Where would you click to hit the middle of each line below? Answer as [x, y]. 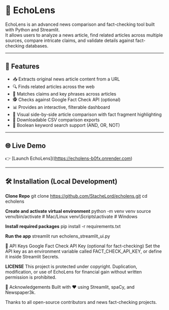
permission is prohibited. [31, 277]
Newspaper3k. [21, 292]
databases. [37, 46]
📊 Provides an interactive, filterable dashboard [61, 107]
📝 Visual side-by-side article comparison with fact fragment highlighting [87, 114]
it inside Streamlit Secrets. [32, 257]
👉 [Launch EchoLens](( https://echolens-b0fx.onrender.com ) [69, 158]
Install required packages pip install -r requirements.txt [63, 227]
